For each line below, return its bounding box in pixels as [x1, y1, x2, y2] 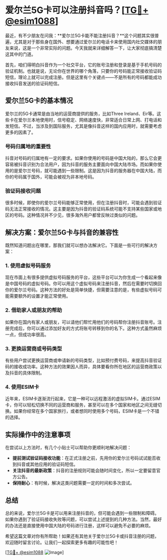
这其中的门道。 [5, 51, 36, 57]
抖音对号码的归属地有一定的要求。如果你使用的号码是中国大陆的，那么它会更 [5, 155, 162, 161]
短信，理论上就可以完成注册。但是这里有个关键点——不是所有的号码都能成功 [5, 74, 162, 80]
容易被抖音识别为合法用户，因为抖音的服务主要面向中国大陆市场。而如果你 [5, 161, 158, 167]
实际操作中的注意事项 [5, 430, 71, 439]
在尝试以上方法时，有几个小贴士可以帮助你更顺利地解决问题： [5, 445, 132, 450]
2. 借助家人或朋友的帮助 [5, 307, 62, 314]
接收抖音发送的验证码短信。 [5, 80, 62, 86]
